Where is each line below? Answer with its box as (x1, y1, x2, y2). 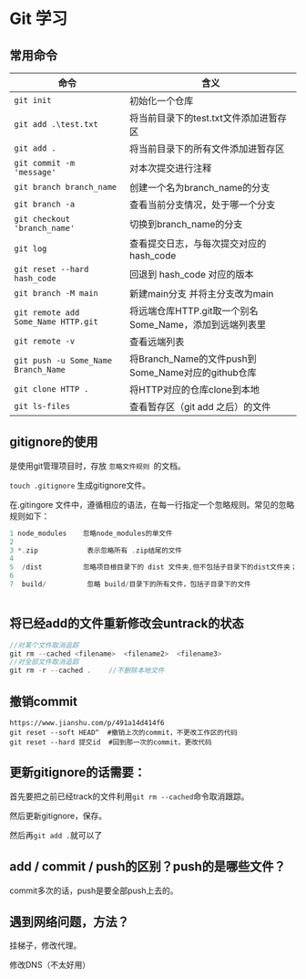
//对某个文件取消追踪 (9, 640, 79, 649)
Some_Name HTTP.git (14, 317, 98, 327)
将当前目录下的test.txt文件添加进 (128, 111, 269, 124)
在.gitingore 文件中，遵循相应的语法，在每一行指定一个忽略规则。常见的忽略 (9, 499, 295, 510)
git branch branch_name (14, 182, 117, 192)
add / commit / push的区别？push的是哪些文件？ (9, 859, 287, 875)
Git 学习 (9, 8, 68, 29)
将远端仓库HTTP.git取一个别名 (128, 305, 259, 317)
